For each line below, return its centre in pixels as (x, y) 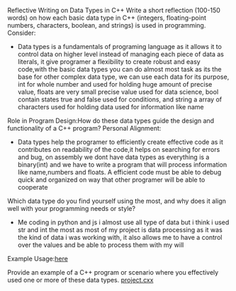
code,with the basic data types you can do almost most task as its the (119, 69)
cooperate (33, 187)
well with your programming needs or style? (72, 208)
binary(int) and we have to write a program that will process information (122, 165)
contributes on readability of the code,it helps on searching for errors (119, 149)
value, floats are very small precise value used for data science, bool (118, 92)
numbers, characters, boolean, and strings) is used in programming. (107, 25)
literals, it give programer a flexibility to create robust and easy (109, 62)
